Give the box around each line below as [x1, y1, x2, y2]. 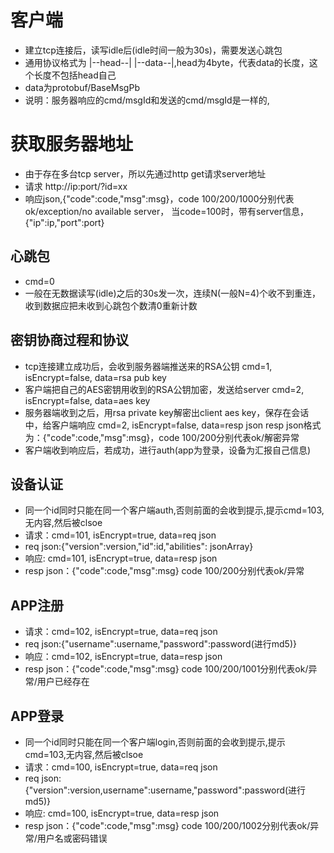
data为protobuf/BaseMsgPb [24, 81, 140, 93]
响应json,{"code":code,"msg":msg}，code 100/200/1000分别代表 [24, 192, 295, 205]
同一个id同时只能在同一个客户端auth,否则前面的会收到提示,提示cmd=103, [24, 504, 325, 516]
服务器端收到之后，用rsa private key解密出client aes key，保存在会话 [24, 406, 310, 418]
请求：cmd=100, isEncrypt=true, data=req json [24, 761, 218, 773]
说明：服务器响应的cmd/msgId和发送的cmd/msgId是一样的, [24, 94, 270, 106]
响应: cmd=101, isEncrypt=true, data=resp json [24, 552, 218, 565]
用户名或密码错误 [36, 832, 108, 844]
